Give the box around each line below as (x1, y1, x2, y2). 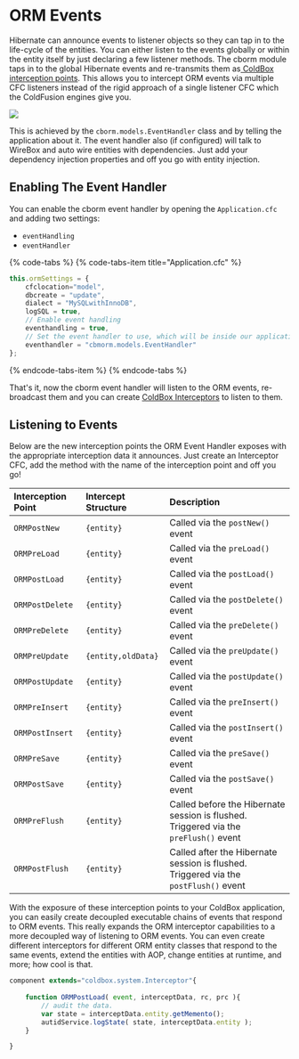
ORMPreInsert (13, 703, 69, 713)
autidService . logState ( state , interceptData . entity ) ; (41, 1017, 253, 1027)
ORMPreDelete (13, 625, 69, 636)
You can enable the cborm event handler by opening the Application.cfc (9, 203, 278, 214)
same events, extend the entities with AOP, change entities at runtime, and (9, 949, 282, 960)
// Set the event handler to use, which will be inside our (25, 331, 253, 341)
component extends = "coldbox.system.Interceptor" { (9, 976, 198, 985)
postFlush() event (169, 879, 246, 892)
